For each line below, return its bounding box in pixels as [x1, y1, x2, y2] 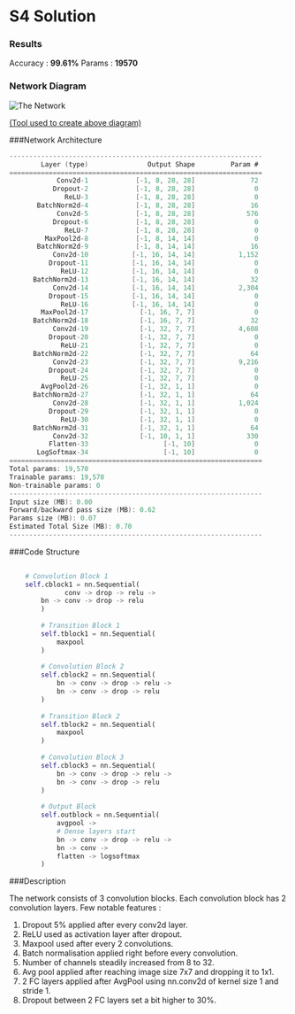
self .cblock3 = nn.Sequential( [41, 761, 156, 770]
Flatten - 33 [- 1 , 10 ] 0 [48, 440, 259, 449]
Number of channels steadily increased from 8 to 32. [21, 957, 215, 968]
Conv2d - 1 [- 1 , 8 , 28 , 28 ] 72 [56, 176, 259, 185]
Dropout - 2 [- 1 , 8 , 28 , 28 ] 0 [52, 184, 259, 194]
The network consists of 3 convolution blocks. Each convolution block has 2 [9, 893, 287, 904]
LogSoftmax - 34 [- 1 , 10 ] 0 [36, 448, 259, 457]
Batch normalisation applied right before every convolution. [21, 948, 238, 958]
